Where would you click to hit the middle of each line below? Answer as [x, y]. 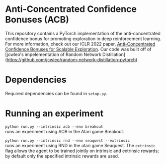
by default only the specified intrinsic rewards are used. [62, 156]
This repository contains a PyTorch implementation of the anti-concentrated [83, 33]
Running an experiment [54, 114]
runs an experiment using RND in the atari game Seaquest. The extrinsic [80, 145]
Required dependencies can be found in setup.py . [56, 93]
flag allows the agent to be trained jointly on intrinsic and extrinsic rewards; [82, 151]
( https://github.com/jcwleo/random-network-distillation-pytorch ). [72, 59]
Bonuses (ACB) [37, 20]
